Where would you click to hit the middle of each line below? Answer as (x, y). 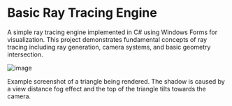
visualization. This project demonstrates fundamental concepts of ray (107, 39)
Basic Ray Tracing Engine (82, 13)
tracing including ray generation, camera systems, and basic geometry (109, 47)
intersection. (25, 54)
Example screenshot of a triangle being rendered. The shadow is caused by (116, 81)
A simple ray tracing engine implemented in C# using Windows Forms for (113, 32)
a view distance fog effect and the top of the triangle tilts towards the (107, 89)
